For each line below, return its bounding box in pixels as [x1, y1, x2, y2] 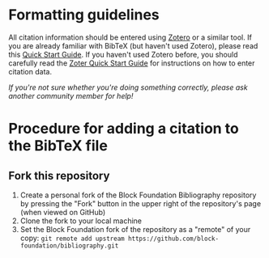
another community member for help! [8, 91, 134, 100]
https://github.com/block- [128, 235, 220, 243]
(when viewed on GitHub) [19, 207, 106, 217]
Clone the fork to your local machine [19, 216, 142, 226]
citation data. [8, 66, 53, 76]
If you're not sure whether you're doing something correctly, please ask [8, 82, 249, 92]
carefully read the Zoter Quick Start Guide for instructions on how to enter [8, 58, 255, 68]
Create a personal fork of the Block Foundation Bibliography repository [19, 190, 257, 200]
